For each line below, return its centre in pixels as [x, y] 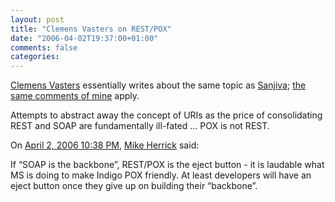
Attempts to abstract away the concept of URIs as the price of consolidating [166, 115]
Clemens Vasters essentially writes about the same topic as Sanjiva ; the [158, 85]
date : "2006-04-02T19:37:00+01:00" [84, 38]
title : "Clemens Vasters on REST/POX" [91, 29]
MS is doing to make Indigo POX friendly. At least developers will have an [161, 175]
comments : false [44, 47]
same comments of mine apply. [75, 96]
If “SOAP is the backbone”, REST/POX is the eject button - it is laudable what [167, 165]
